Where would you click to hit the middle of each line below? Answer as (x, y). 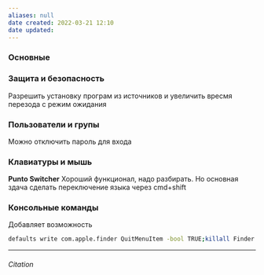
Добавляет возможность (50, 225)
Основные (29, 57)
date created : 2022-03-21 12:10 (61, 23)
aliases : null (31, 15)
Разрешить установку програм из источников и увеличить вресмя (121, 96)
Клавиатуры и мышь (50, 162)
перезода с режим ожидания (57, 104)
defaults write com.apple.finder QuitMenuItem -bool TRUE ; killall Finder (132, 239)
